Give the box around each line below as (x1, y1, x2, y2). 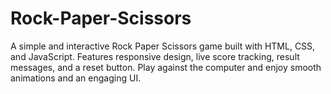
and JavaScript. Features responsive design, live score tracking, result (10, 50, 300, 62)
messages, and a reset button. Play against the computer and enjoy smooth (10, 61, 322, 73)
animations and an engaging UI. (10, 72, 142, 84)
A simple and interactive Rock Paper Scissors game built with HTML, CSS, (10, 40, 316, 52)
